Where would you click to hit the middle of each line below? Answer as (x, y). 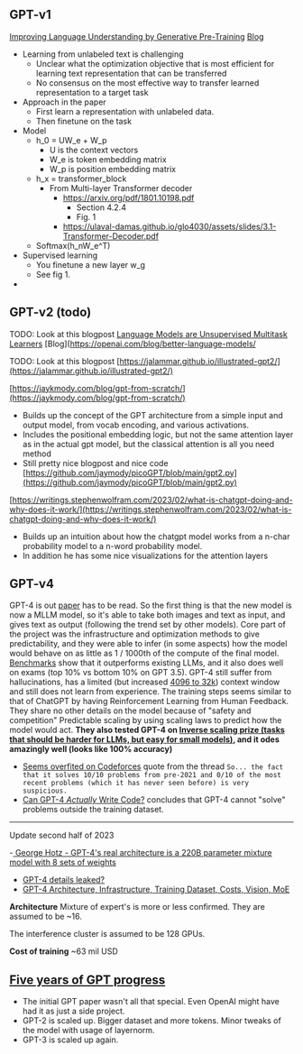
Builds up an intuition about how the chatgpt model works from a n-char (156, 536)
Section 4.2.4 (101, 207)
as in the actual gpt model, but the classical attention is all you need (148, 444)
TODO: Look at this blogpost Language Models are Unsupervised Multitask (149, 334)
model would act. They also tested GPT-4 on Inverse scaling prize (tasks (147, 730)
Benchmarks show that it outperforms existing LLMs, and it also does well (147, 663)
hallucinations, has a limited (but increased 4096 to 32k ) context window (145, 682)
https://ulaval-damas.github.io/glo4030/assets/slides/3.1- (170, 226)
